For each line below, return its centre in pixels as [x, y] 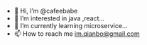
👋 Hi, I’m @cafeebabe [46, 11]
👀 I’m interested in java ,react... [59, 18]
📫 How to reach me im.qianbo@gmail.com [77, 34]
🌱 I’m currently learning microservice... [71, 26]
